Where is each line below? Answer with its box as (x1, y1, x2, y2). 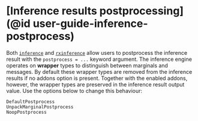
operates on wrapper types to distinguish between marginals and (6, 61, 168, 69)
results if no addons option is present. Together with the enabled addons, (6, 75, 188, 82)
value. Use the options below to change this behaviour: (6, 87, 143, 94)
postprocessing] (99, 4, 184, 18)
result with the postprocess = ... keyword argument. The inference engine (6, 55, 192, 63)
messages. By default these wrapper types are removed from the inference (6, 68, 193, 75)
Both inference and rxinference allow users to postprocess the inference (6, 49, 188, 56)
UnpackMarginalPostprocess (6, 104, 74, 110)
